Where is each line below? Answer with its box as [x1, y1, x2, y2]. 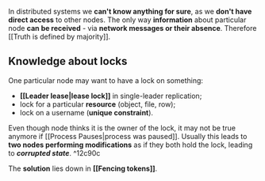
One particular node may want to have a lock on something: [8, 75, 204, 85]
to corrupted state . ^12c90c [8, 148, 101, 157]
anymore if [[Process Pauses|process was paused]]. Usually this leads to [8, 131, 248, 141]
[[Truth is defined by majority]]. [8, 32, 111, 41]
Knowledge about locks [8, 55, 128, 68]
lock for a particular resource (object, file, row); [19, 99, 176, 109]
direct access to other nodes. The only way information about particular [8, 15, 247, 25]
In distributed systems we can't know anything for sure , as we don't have [8, 7, 252, 16]
